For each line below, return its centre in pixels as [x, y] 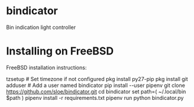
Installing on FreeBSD [60, 51]
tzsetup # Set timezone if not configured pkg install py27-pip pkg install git [97, 79]
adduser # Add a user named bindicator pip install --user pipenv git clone [96, 85]
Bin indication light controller [41, 27]
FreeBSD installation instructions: [46, 67]
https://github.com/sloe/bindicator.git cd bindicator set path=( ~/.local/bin [96, 91]
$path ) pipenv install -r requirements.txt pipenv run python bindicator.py [95, 98]
